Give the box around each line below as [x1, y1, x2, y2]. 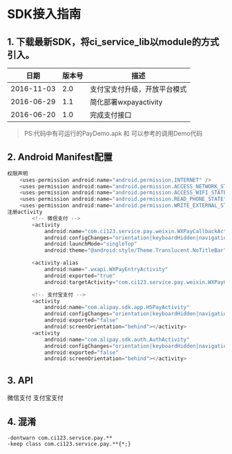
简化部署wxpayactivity [89, 97, 163, 107]
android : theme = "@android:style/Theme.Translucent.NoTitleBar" [43, 247, 227, 254]
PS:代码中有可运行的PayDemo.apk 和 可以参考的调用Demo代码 [23, 129, 203, 137]
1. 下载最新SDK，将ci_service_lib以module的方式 [7, 36, 220, 48]
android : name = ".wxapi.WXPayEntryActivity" [43, 266, 168, 273]
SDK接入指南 [7, 6, 81, 22]
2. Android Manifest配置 [7, 151, 113, 163]
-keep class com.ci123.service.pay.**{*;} [7, 440, 131, 447]
